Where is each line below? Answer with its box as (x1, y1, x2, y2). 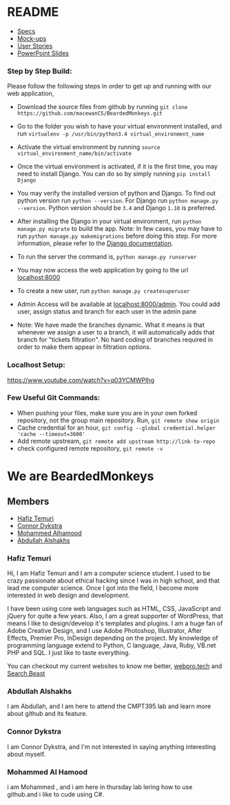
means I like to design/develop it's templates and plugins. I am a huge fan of (7, 619, 223, 627)
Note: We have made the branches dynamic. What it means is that (17, 321, 205, 329)
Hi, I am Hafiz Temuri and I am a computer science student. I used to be (7, 569, 211, 578)
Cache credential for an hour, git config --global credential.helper (17, 423, 216, 432)
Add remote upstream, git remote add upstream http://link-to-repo (17, 437, 216, 445)
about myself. (7, 750, 46, 758)
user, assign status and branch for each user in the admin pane (17, 307, 197, 316)
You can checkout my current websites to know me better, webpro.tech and (7, 662, 222, 670)
